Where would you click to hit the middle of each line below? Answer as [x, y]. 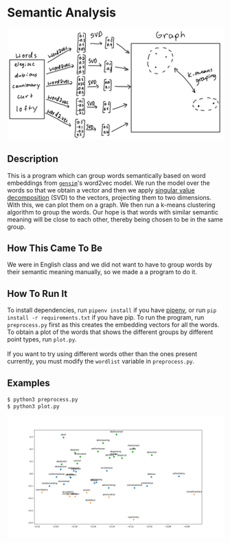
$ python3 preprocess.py [43, 400]
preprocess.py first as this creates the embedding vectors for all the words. [113, 325]
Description [33, 159]
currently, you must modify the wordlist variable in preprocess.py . [101, 362]
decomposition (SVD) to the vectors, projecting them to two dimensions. [109, 197]
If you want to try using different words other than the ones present [102, 354]
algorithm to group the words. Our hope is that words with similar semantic [113, 212]
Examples [28, 383]
